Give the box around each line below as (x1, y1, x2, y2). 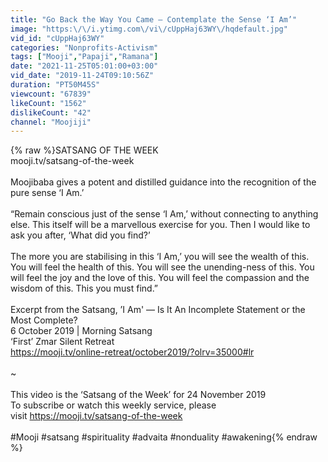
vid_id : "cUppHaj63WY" (10, 33, 105, 43)
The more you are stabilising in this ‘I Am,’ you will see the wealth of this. (10, 251, 310, 263)
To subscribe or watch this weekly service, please (10, 399, 217, 411)
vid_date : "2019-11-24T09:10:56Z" (10, 71, 155, 81)
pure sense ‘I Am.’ (10, 187, 85, 199)
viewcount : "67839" (10, 89, 92, 99)
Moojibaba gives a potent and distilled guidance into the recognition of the (10, 176, 317, 188)
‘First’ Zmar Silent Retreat (10, 336, 115, 348)
